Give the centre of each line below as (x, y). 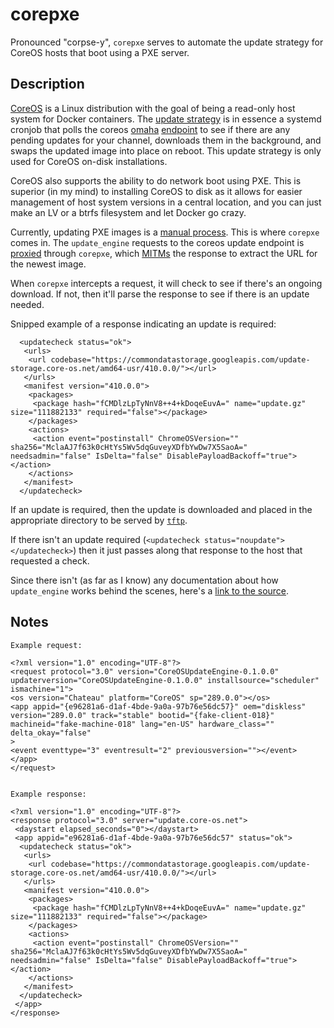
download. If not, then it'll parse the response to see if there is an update (160, 294)
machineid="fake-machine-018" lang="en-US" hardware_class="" (142, 724)
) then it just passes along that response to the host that (188, 550)
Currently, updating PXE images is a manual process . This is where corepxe (165, 232)
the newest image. (48, 264)
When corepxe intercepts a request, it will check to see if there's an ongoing (166, 283)
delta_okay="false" (51, 733)
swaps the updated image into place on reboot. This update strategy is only (166, 150)
